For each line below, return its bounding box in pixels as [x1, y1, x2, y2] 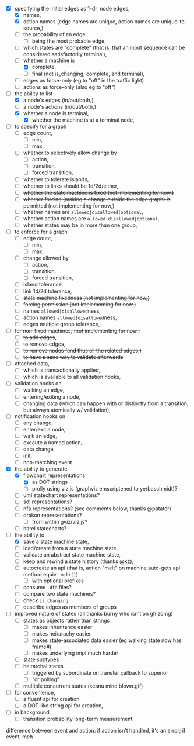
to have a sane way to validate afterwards [23, 354, 124, 361]
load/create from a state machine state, [23, 544, 118, 551]
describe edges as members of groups [23, 603, 117, 610]
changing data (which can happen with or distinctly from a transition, [23, 400, 189, 407]
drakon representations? [23, 512, 82, 519]
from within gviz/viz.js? [31, 518, 88, 525]
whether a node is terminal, [23, 109, 89, 116]
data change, [23, 445, 55, 453]
